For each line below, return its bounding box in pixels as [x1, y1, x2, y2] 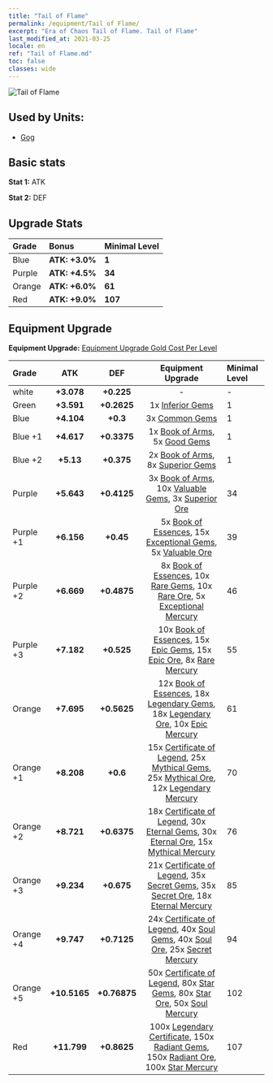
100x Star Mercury [145, 1062, 218, 1072]
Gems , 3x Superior [145, 493, 218, 504]
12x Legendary [152, 782, 211, 793]
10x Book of [158, 624, 206, 635]
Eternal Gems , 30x [145, 826, 218, 837]
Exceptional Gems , [145, 537, 218, 548]
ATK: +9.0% [48, 294, 97, 305]
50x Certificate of [147, 968, 215, 978]
